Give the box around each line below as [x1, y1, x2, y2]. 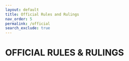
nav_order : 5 [5, 16, 32, 21]
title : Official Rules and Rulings [5, 12, 79, 17]
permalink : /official [5, 21, 50, 26]
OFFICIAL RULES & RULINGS [5, 47, 124, 59]
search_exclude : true [5, 26, 50, 31]
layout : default [5, 7, 39, 12]
